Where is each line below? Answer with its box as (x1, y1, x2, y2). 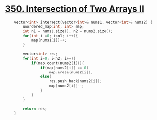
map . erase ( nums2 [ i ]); (49, 70, 93, 74)
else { (40, 74, 52, 79)
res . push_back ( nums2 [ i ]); (49, 79, 102, 84)
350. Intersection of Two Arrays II (5, 3, 145, 15)
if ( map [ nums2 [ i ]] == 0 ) (40, 65, 89, 70)
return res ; (23, 106, 48, 111)
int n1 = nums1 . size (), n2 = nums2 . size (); (23, 28, 113, 34)
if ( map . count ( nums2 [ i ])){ (31, 60, 84, 66)
